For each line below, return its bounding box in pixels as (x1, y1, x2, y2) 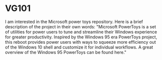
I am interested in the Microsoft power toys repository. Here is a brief (5, 19, 144, 24)
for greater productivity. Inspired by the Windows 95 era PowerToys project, (5, 34, 157, 40)
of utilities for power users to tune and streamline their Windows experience (5, 29, 157, 35)
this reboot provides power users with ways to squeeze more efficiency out (5, 39, 156, 45)
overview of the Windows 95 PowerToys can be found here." (5, 49, 126, 55)
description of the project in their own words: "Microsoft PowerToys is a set (5, 24, 156, 29)
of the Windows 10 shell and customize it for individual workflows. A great (5, 44, 153, 50)
